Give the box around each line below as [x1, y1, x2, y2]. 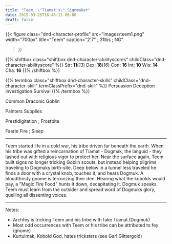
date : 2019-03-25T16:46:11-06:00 [5, 12, 77, 17]
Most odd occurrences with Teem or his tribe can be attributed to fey [12, 222, 159, 229]
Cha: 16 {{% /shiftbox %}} [5, 67, 60, 73]
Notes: [5, 207, 19, 213]
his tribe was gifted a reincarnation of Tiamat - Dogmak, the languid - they [5, 148, 162, 155]
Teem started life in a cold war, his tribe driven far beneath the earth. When [5, 143, 164, 149]
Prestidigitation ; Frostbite [5, 118, 60, 124]
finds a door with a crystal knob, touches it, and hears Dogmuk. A [5, 170, 144, 176]
